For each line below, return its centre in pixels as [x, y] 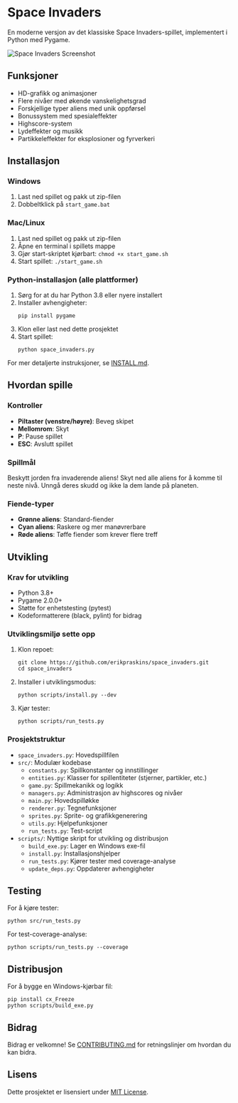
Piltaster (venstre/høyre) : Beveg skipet [76, 421]
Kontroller [25, 406]
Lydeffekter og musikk [50, 131]
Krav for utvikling [38, 577]
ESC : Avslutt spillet [45, 443]
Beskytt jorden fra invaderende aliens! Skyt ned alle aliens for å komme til [115, 478]
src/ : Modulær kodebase [54, 762]
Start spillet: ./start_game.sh [60, 261]
